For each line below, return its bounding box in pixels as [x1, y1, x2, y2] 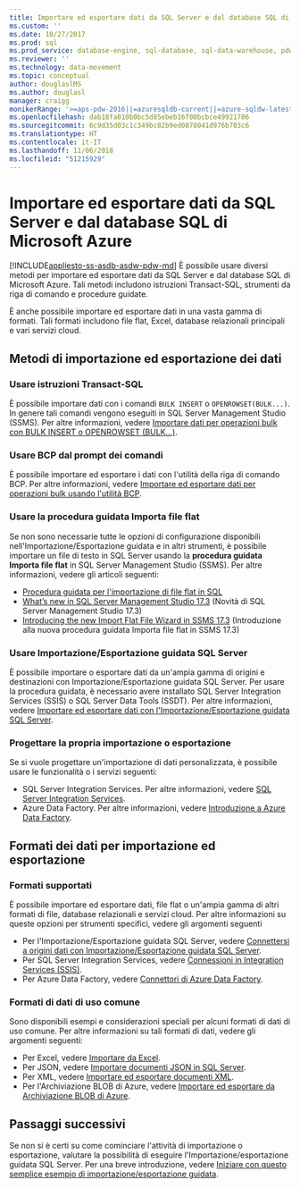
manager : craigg [9, 96, 70, 105]
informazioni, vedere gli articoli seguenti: [9, 569, 159, 579]
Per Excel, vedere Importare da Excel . [21, 1052, 161, 1064]
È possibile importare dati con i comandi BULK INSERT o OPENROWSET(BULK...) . [9, 399, 290, 409]
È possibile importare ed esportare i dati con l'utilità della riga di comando [9, 469, 280, 480]
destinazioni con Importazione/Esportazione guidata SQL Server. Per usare [9, 677, 285, 687]
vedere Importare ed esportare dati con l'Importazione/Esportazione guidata [9, 705, 290, 716]
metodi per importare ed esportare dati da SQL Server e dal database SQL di [9, 270, 291, 281]
